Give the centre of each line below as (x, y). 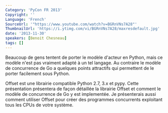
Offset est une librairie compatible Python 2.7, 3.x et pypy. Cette (72, 83)
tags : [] (14, 43)
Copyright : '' (20, 15)
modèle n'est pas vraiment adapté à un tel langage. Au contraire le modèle (83, 63)
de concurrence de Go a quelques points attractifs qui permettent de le (80, 68)
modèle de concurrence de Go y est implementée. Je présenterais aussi (81, 94)
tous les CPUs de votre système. (39, 105)
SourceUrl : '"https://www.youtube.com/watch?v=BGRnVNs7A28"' (71, 24)
